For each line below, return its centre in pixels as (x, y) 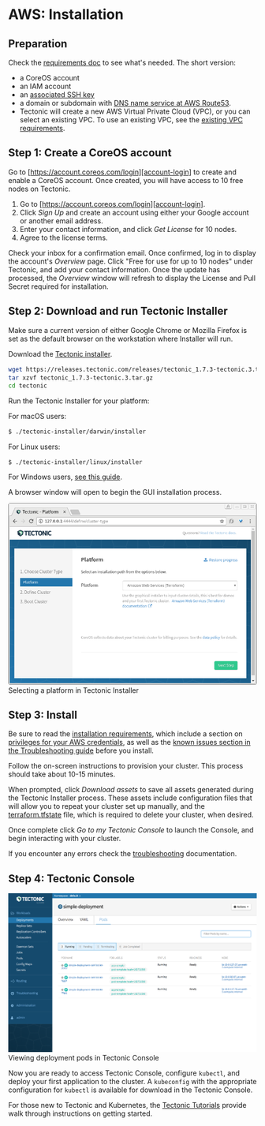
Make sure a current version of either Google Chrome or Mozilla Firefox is (127, 330)
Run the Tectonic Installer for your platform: (79, 401)
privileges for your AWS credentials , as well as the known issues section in (129, 743)
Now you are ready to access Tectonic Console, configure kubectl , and (124, 1073)
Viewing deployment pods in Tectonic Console (84, 1058)
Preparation (38, 44)
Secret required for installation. (58, 286)
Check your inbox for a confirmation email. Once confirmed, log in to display (132, 253)
